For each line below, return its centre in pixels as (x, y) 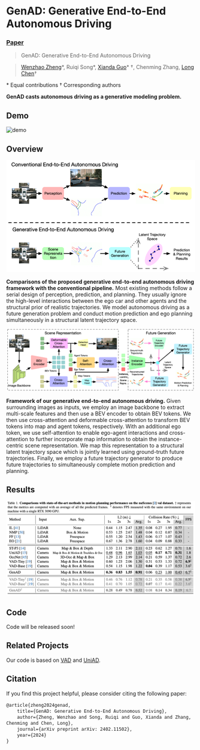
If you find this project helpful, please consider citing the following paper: (96, 693)
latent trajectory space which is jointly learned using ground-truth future (95, 451)
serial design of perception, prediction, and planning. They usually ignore (96, 294)
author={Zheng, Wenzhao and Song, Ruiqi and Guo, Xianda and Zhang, (104, 717)
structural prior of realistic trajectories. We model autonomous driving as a (98, 307)
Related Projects (37, 646)
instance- (170, 439)
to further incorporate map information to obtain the (93, 439)
